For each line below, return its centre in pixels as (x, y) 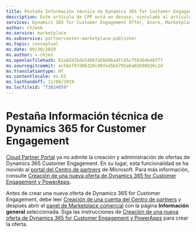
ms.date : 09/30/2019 (31, 50)
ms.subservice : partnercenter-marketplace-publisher (71, 38)
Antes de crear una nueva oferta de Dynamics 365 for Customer (83, 193)
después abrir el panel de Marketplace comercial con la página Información (97, 205)
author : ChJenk (24, 28)
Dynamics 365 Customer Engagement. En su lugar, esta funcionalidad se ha (97, 163)
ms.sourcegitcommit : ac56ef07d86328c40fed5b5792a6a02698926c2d (85, 66)
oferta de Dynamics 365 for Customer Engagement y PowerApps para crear (97, 218)
